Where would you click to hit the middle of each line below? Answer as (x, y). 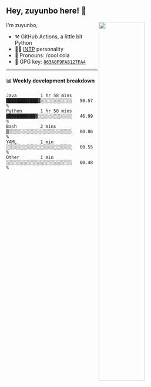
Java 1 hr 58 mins (39, 96)
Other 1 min (30, 158)
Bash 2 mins (31, 127)
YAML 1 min (30, 142)
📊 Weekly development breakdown (51, 81)
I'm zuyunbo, (22, 25)
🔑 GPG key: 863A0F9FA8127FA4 (50, 61)
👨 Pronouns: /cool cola (42, 55)
